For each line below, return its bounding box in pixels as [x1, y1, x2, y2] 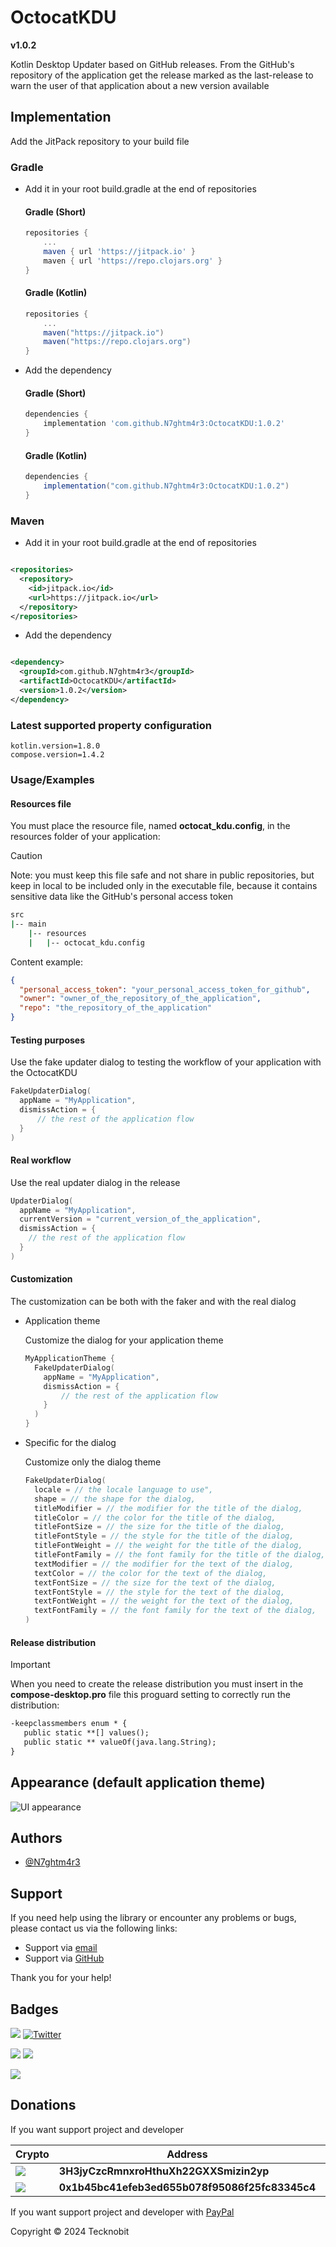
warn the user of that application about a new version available [10, 79, 270, 91]
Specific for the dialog [24, 1437, 117, 1449]
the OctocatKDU [10, 1067, 78, 1079]
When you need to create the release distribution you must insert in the [10, 1678, 304, 1690]
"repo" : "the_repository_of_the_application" [19, 1003, 213, 1013]
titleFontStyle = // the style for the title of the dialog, [34, 1531, 295, 1541]
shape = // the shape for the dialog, [34, 1494, 196, 1504]
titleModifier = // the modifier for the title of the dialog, [34, 1503, 303, 1513]
